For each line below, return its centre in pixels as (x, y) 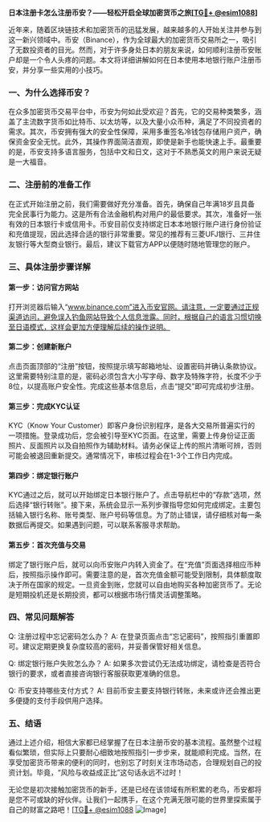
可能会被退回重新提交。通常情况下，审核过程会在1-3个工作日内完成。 (123, 456)
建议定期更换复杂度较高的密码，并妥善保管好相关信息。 (114, 646)
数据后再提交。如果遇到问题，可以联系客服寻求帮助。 (96, 525)
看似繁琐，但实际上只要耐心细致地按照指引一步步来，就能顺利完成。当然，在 (135, 752)
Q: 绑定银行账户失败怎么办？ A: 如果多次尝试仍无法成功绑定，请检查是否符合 (135, 663)
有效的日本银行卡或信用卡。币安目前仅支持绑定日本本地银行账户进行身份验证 (135, 223)
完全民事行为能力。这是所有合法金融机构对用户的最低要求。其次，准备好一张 (135, 214)
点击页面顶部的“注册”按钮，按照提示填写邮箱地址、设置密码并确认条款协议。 (135, 366)
